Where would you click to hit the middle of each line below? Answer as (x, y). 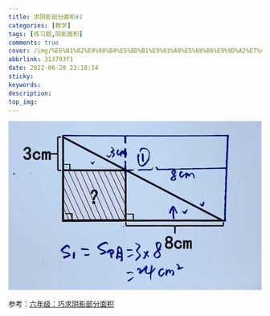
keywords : (25, 84)
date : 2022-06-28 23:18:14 (53, 68)
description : (30, 93)
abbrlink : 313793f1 (41, 60)
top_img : (23, 102)
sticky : (21, 76)
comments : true (34, 43)
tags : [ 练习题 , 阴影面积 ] (45, 34)
